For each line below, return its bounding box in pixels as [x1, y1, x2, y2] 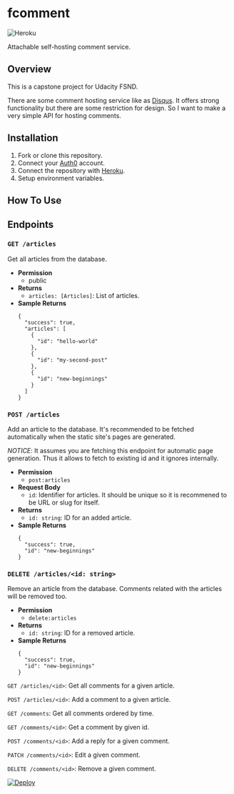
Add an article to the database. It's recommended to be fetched [7, 425, 195, 433]
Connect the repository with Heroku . [17, 166, 126, 174]
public [28, 276, 47, 284]
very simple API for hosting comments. [7, 111, 121, 119]
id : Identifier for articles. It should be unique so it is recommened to [28, 490, 227, 499]
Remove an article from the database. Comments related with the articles [7, 585, 223, 593]
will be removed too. [7, 592, 68, 601]
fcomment [7, 5, 70, 21]
